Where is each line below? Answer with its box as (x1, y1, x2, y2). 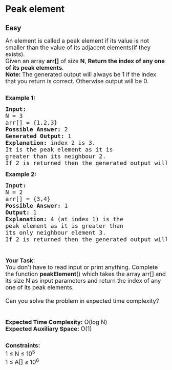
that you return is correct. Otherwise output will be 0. (5, 77, 149, 85)
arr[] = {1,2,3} (5, 119, 58, 126)
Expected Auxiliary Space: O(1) (5, 325, 92, 333)
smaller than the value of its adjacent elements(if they (5, 44, 151, 51)
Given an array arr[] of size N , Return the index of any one (5, 57, 165, 65)
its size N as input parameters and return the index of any (5, 277, 161, 284)
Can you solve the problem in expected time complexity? (5, 297, 160, 304)
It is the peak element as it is (5, 146, 113, 153)
